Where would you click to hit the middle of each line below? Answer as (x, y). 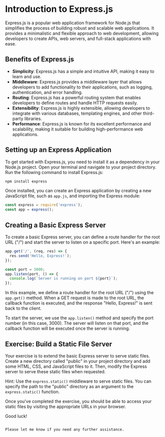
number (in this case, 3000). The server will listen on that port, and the (77, 323)
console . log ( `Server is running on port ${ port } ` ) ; (64, 279)
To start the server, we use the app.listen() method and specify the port (79, 318)
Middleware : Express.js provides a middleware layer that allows (77, 82)
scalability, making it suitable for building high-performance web (78, 129)
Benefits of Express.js (40, 60)
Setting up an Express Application (58, 150)
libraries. (33, 118)
